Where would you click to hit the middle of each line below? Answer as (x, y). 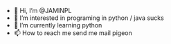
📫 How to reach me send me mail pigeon (73, 33)
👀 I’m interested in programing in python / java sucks (89, 18)
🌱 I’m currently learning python (58, 25)
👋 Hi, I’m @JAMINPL (43, 11)
